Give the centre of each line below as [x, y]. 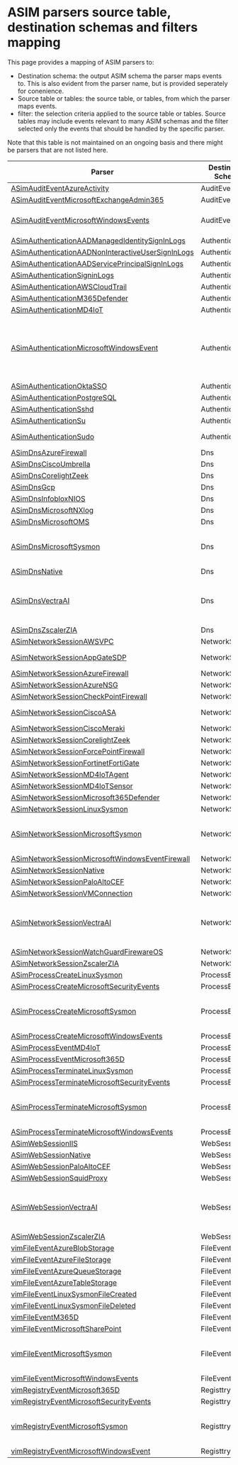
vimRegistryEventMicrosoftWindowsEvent [81, 1451]
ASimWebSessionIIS [44, 1143]
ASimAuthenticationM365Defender [70, 298]
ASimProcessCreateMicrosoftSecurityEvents [85, 986]
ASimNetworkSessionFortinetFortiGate [75, 763]
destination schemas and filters [103, 27]
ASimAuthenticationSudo [52, 436]
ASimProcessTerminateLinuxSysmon [72, 1071]
